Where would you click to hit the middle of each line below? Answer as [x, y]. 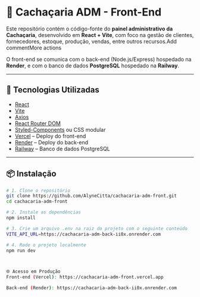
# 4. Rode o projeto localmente [46, 245]
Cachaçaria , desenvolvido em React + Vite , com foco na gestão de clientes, [100, 35]
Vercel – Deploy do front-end [50, 136]
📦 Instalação [31, 174]
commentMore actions [34, 48]
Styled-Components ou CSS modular [60, 129]
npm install [21, 218]
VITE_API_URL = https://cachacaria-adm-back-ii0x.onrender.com [84, 234]
